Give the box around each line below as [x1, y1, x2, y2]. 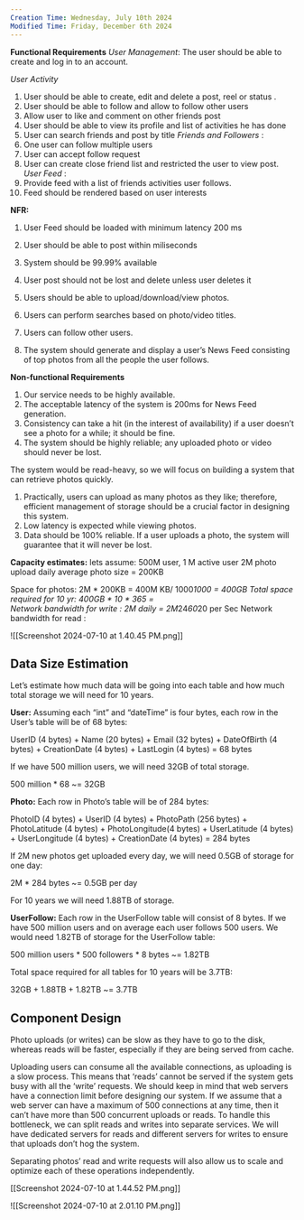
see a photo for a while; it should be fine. [23, 427, 176, 438]
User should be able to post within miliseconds [23, 239, 198, 250]
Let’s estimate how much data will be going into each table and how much [10, 680, 285, 691]
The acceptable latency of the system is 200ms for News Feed [23, 398, 257, 409]
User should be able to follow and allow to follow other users [23, 100, 249, 111]
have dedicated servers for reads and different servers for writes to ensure [10, 1129, 289, 1140]
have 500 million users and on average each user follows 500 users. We [10, 922, 279, 933]
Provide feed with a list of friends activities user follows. [23, 177, 232, 188]
